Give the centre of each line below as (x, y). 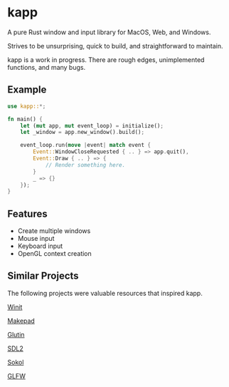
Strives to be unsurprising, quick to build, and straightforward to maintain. (115, 46)
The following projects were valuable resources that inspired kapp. (105, 293)
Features (27, 213)
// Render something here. (85, 165)
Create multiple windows (54, 231)
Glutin (16, 334)
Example (27, 90)
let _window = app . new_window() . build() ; (82, 133)
